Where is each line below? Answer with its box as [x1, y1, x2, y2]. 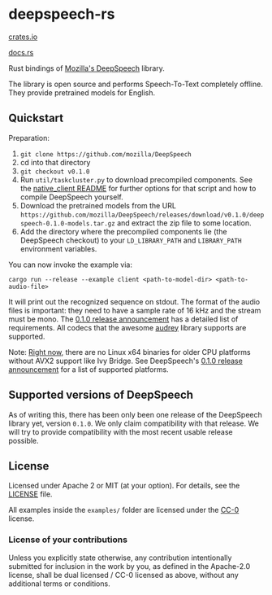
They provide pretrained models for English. [8, 87, 156, 98]
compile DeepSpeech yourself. [19, 192, 123, 202]
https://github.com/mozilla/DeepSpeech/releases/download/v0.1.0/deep [19, 211, 265, 219]
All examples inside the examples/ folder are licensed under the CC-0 [8, 505, 240, 515]
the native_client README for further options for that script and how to [19, 183, 257, 193]
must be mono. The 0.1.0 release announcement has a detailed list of [8, 314, 239, 324]
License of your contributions [8, 534, 128, 545]
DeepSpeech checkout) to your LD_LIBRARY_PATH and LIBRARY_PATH [19, 235, 242, 245]
